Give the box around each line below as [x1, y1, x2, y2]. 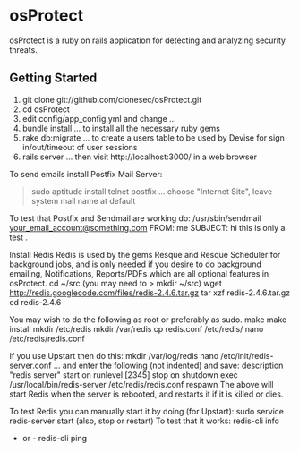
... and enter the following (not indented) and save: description [53, 360, 284, 371]
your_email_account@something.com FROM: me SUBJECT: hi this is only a [9, 222, 286, 233]
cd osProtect [21, 104, 70, 115]
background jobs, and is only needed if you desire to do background [9, 259, 261, 269]
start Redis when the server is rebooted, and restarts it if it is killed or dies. [9, 388, 284, 399]
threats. [9, 44, 38, 55]
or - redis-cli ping [21, 432, 88, 443]
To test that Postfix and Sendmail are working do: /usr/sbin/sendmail [9, 212, 261, 224]
